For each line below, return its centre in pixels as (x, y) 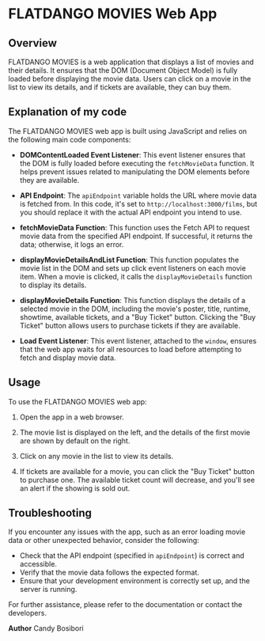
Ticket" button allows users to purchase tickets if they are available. (130, 325)
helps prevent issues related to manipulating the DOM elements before (135, 172)
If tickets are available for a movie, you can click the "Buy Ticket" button (137, 471)
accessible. (38, 564)
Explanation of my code (68, 112)
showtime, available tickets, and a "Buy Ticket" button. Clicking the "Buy (138, 317)
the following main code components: (70, 139)
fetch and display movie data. (68, 358)
